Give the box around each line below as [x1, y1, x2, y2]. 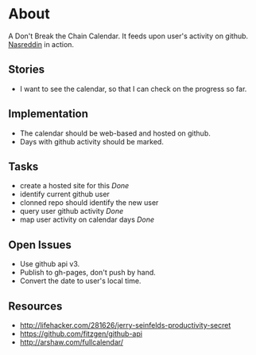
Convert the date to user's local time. [19, 276, 142, 286]
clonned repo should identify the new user [19, 198, 159, 207]
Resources [8, 299, 63, 313]
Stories [8, 63, 45, 77]
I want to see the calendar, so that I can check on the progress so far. [19, 84, 247, 93]
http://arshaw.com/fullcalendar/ [19, 337, 124, 347]
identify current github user [19, 189, 110, 199]
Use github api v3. [19, 259, 80, 269]
